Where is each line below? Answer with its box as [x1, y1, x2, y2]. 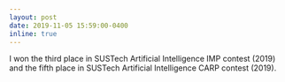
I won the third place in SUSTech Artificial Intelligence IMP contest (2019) [9, 54, 276, 64]
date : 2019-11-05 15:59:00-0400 [9, 21, 128, 30]
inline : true [9, 29, 58, 38]
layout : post [9, 12, 58, 22]
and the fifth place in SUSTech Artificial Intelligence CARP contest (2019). [9, 63, 277, 73]
